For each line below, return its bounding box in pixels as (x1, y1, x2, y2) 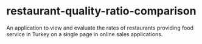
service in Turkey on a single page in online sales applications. (6, 30, 163, 37)
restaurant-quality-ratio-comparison (6, 4, 197, 18)
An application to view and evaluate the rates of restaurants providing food (6, 24, 193, 31)
